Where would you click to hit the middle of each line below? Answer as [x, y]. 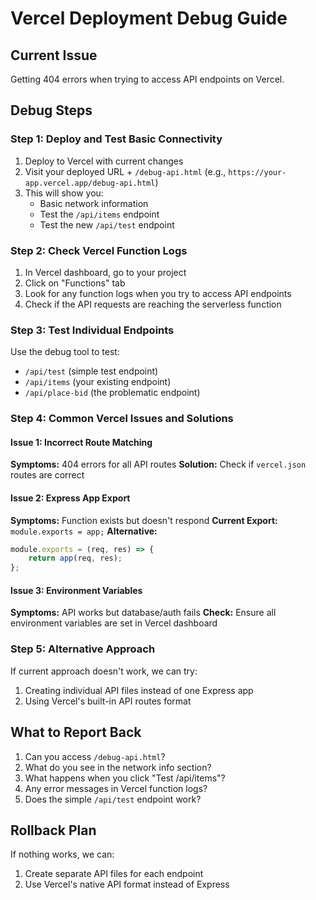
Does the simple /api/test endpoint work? [113, 799]
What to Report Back [76, 732]
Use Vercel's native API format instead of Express [127, 884]
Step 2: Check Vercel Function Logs [99, 250]
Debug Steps [51, 110]
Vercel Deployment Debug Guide [149, 18]
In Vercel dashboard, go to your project [105, 272]
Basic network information [94, 203]
